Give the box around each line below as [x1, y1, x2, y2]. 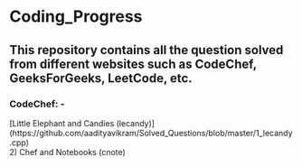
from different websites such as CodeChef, [9, 56, 258, 71]
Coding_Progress [9, 6, 143, 27]
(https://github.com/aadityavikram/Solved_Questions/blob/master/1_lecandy [9, 127, 293, 138]
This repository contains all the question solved [9, 42, 284, 58]
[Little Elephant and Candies [9, 117, 115, 128]
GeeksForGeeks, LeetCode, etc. [9, 70, 193, 86]
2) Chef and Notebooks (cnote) [9, 146, 127, 157]
